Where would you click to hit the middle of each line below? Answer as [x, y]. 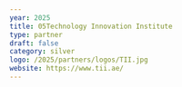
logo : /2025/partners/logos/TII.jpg [79, 60]
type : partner [36, 34]
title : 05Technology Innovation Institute [91, 26]
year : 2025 [30, 18]
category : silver [42, 52]
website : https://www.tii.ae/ [67, 69]
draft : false [34, 43]
